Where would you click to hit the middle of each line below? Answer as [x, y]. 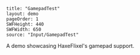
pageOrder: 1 [22, 19]
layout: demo [22, 14]
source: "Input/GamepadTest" [42, 35]
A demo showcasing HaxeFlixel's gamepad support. [70, 46]
